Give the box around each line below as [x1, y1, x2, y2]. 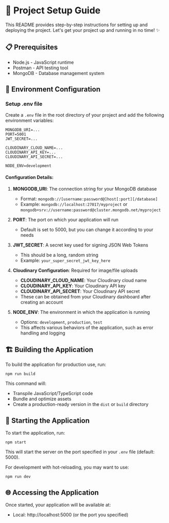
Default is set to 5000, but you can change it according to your [20, 226, 154, 233]
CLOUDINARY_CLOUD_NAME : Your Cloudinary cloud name [20, 277, 147, 283]
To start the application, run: [5, 430, 65, 436]
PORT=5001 [5, 132, 27, 137]
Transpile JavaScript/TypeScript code [12, 390, 93, 397]
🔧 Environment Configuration [5, 85, 101, 94]
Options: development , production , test [20, 319, 103, 325]
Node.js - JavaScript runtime [12, 59, 74, 65]
